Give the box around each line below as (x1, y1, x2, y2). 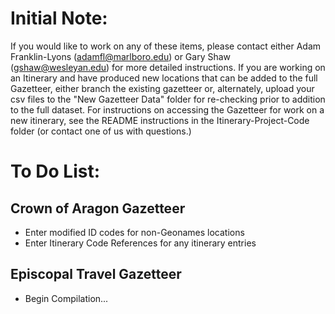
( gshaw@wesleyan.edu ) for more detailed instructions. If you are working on (10, 61, 326, 73)
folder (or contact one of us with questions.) (10, 125, 192, 137)
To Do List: (10, 160, 101, 183)
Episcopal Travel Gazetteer (10, 266, 182, 283)
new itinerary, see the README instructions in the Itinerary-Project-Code (10, 114, 310, 126)
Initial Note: (10, 7, 108, 30)
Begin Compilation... (24, 292, 109, 304)
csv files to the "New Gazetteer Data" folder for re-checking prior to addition (10, 93, 326, 105)
